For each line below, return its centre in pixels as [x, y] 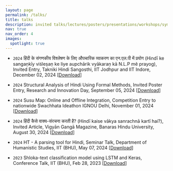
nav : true [16, 29]
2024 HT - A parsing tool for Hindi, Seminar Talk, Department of [80, 142]
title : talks [19, 20]
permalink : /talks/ [26, 15]
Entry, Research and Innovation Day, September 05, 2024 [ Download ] [87, 90]
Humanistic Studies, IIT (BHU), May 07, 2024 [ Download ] [73, 147]
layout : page [19, 10]
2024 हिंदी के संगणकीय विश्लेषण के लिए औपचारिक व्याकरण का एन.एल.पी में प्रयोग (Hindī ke [89, 58]
